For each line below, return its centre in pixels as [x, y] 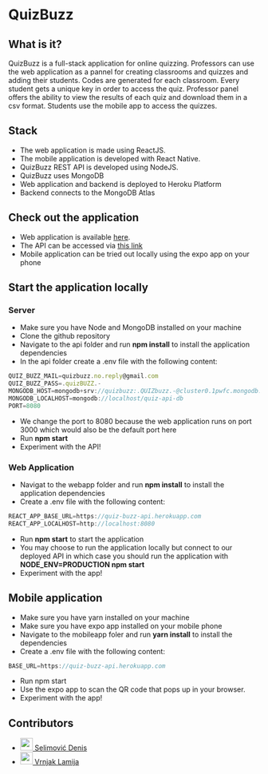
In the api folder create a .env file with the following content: [118, 362]
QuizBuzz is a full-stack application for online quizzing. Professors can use [132, 63]
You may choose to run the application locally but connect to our [126, 547]
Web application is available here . [75, 236]
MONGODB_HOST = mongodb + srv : [53, 391]
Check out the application [74, 218]
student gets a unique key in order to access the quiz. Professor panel [124, 89]
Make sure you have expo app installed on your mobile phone [121, 625]
